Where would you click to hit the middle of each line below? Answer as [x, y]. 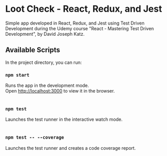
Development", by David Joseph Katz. [45, 34]
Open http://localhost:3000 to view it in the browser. [60, 91]
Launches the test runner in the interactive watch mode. [64, 119]
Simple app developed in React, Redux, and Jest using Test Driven [75, 23]
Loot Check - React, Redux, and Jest [84, 9]
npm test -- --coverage [35, 138]
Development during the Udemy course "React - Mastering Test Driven [80, 28]
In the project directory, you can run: [44, 62]
